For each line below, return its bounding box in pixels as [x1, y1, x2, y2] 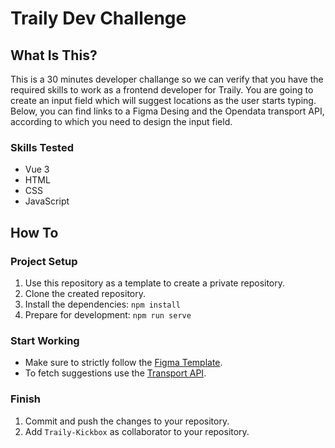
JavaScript [24, 195, 70, 207]
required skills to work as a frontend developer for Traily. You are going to [10, 84, 314, 96]
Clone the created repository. [24, 287, 147, 299]
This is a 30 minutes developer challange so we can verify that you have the [10, 73, 324, 85]
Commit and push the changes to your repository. [24, 415, 230, 427]
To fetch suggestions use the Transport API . [24, 367, 207, 379]
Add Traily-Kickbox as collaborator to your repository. [24, 425, 250, 437]
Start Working [10, 333, 80, 347]
